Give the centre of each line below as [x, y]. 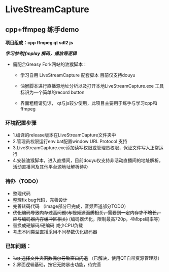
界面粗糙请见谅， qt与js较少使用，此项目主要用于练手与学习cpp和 [89, 103]
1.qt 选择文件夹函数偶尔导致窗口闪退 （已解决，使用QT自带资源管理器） [87, 258]
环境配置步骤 [21, 123]
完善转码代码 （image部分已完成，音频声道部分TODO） [71, 206]
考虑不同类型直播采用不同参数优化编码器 [55, 232]
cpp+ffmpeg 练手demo [42, 29]
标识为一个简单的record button [52, 92]
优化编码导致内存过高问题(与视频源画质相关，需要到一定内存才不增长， [87, 212]
